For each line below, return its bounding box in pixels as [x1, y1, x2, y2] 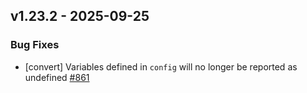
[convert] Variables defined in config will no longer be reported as [24, 60, 298, 73]
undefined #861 [24, 71, 90, 83]
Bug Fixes [10, 38, 60, 52]
